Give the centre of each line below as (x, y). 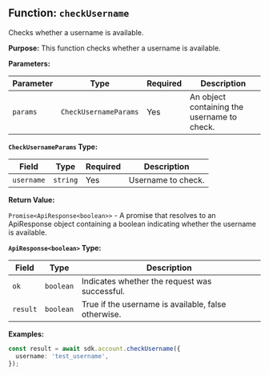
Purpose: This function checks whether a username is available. (115, 48)
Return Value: (32, 200)
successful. (103, 291)
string (66, 180)
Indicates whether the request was (147, 281)
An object (208, 97)
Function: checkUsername (69, 13)
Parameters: (29, 63)
